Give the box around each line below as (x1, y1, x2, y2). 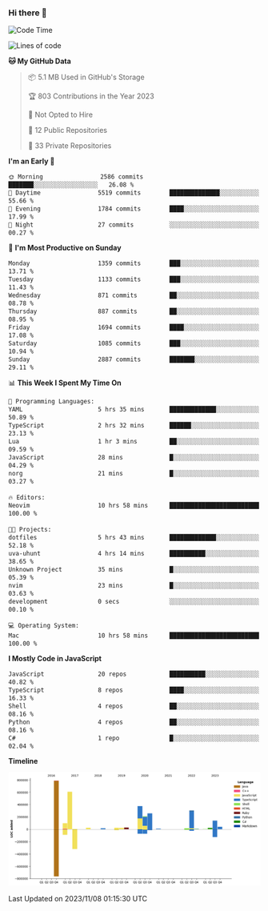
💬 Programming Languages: (8, 398, 94, 406)
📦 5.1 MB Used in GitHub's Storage (27, 72, 146, 82)
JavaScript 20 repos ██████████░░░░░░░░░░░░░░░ (8, 670, 260, 679)
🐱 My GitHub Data (8, 56, 72, 66)
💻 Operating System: (8, 622, 80, 630)
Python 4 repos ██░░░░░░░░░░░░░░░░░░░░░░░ (8, 718, 260, 727)
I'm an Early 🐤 (8, 156, 55, 167)
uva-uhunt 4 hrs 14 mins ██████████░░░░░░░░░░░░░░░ (8, 550, 260, 558)
